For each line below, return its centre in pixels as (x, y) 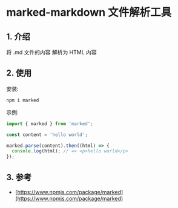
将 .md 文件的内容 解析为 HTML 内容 (51, 52)
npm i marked (23, 100)
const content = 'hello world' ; (47, 135)
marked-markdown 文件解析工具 (89, 12)
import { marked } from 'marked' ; (50, 124)
